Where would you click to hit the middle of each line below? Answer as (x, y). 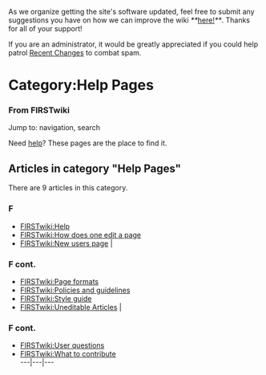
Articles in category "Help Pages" (95, 168)
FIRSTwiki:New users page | (66, 243)
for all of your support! (45, 29)
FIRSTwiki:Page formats (59, 281)
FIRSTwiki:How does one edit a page (81, 234)
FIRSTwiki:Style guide (56, 298)
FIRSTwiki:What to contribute (68, 354)
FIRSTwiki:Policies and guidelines (75, 290)
